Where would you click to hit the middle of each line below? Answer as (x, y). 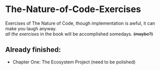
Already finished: (33, 50)
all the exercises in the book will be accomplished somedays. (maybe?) (79, 34)
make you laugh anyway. (31, 28)
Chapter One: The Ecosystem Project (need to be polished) (74, 62)
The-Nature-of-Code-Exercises (73, 9)
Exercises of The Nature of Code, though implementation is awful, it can (80, 23)
